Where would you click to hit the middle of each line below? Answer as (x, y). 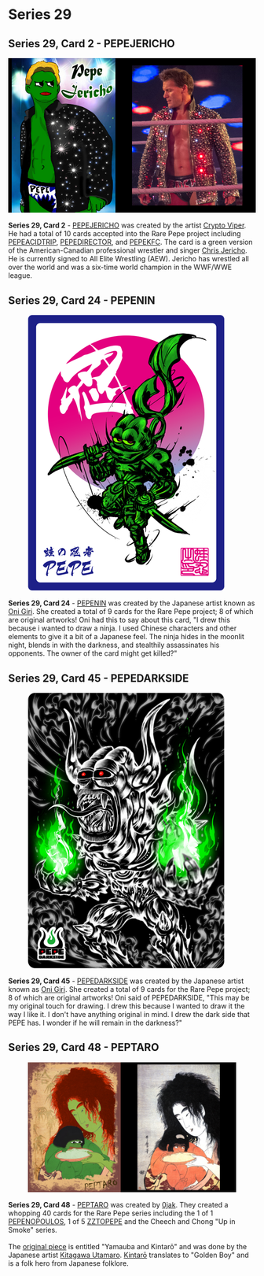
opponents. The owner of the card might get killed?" (93, 653)
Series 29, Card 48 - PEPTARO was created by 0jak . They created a (118, 1205)
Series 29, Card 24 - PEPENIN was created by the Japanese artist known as (132, 603)
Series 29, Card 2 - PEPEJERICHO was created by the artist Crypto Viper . (127, 225)
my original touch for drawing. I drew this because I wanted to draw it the (126, 1006)
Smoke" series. (33, 1230)
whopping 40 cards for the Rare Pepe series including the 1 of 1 (111, 1213)
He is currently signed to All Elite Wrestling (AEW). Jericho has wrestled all (128, 259)
